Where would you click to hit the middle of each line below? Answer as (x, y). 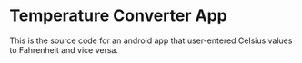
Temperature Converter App (118, 16)
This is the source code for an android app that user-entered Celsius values (151, 40)
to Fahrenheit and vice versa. (64, 49)
